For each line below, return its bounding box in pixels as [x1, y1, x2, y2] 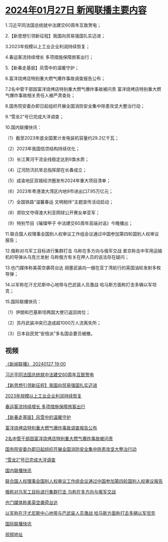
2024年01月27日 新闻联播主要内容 [5, 5, 147, 16]
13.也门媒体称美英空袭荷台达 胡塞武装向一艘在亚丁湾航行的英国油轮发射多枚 [5, 264, 161, 271]
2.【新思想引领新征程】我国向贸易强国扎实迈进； [5, 33, 106, 39]
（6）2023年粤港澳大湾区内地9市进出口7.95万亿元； [5, 188, 113, 194]
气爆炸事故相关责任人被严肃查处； [5, 92, 75, 98]
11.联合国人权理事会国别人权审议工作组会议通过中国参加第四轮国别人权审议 [5, 231, 159, 237]
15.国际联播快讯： [5, 298, 41, 304]
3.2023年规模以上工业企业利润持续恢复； [5, 43, 90, 49]
